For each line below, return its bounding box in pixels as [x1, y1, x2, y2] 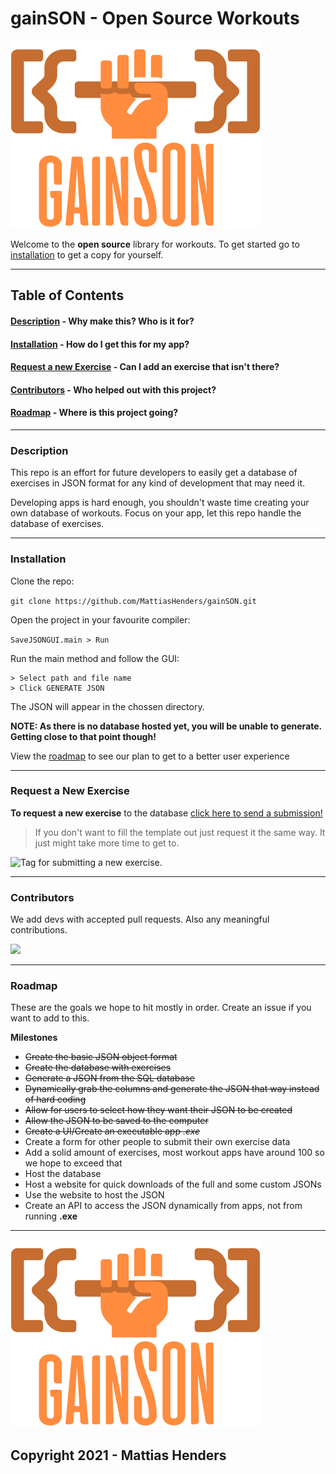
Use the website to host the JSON [24, 1189, 165, 1201]
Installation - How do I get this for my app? [10, 338, 190, 350]
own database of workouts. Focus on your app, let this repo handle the [10, 507, 302, 519]
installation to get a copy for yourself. [10, 248, 164, 261]
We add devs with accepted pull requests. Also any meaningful [10, 913, 270, 926]
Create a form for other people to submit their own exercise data [24, 1136, 291, 1148]
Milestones [10, 1032, 58, 1044]
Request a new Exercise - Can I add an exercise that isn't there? [10, 361, 280, 373]
